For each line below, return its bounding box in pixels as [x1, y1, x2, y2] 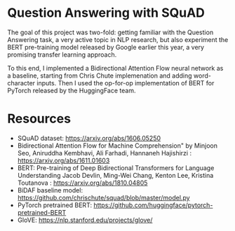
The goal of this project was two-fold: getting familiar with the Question [7, 28, 214, 36]
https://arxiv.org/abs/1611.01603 [17, 156, 110, 164]
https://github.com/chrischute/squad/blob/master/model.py [17, 193, 191, 202]
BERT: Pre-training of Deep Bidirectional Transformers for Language [17, 163, 215, 172]
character [7, 78, 36, 87]
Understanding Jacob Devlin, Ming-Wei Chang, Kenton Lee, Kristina [17, 171, 214, 179]
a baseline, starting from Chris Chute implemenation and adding [7, 71, 192, 80]
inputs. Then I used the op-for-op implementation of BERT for [36, 78, 215, 87]
